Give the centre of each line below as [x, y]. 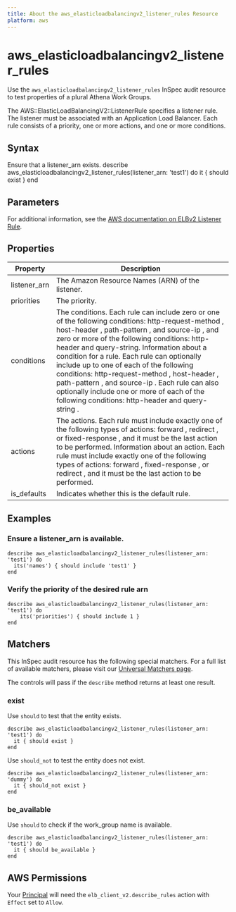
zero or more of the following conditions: [123, 338]
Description [140, 269]
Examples [29, 519]
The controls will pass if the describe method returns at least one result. [111, 682]
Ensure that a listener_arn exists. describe [68, 165]
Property [30, 269]
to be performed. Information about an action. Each [140, 447]
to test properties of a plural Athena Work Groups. [80, 97]
